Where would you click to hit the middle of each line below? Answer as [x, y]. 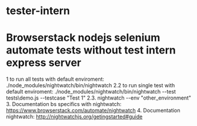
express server [44, 63]
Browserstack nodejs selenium [83, 38]
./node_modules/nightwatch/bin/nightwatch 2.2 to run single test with [91, 85]
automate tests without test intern [91, 50]
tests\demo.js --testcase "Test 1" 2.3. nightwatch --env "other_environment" [98, 98]
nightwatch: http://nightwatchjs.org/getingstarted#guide [74, 117]
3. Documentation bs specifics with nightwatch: [64, 104]
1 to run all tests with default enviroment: [55, 79]
